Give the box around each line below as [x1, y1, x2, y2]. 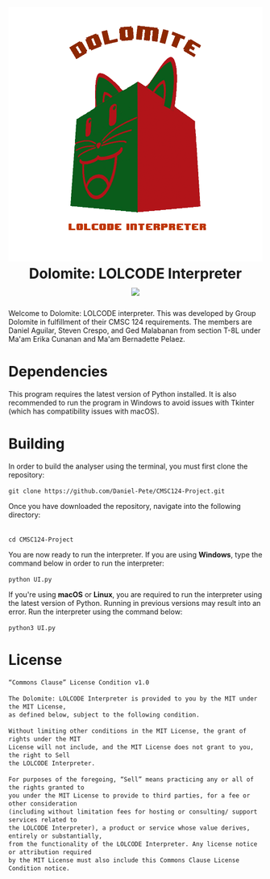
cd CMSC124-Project [8, 536, 74, 544]
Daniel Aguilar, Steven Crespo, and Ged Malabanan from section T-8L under [8, 326, 261, 335]
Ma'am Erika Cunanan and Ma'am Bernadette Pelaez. [8, 334, 185, 343]
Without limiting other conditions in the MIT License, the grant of [8, 726, 247, 735]
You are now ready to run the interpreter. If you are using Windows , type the [8, 549, 263, 559]
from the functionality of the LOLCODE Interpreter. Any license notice [8, 839, 258, 848]
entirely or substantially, [8, 831, 103, 840]
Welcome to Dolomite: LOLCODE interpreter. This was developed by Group [8, 308, 256, 318]
